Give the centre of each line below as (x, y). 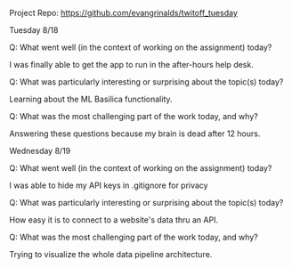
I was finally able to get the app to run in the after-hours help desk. (131, 65)
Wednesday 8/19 (40, 151)
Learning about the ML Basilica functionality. (91, 99)
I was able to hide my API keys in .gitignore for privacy (109, 185)
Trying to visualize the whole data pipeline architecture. (111, 254)
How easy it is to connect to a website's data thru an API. (114, 220)
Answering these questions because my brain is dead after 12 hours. (135, 134)
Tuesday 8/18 (34, 30)
